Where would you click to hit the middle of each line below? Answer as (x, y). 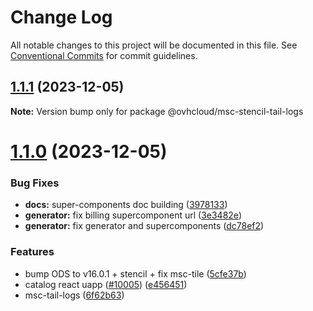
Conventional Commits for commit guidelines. (104, 55)
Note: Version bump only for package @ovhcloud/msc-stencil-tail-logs (157, 111)
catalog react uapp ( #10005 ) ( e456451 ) (106, 284)
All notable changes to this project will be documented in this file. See (154, 45)
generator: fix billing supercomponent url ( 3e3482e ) (133, 215)
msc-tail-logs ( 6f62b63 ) (74, 295)
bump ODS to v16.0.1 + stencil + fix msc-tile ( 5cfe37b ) (135, 273)
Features (32, 252)
